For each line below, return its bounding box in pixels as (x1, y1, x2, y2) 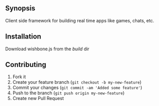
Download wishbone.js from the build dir (5, 46, 90, 52)
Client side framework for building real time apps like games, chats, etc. (5, 17, 154, 23)
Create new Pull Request (12, 95, 64, 101)
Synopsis (5, 4, 35, 13)
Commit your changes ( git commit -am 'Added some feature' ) (12, 85, 142, 91)
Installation (5, 32, 41, 41)
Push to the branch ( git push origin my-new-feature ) (12, 90, 125, 96)
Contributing (5, 60, 46, 69)
